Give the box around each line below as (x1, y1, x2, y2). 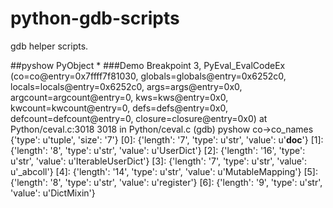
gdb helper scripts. (10, 40, 89, 52)
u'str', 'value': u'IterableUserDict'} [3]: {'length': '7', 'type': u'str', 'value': (10, 155, 307, 167)
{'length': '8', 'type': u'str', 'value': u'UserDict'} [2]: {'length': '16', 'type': (10, 144, 306, 156)
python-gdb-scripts (10, 7, 180, 30)
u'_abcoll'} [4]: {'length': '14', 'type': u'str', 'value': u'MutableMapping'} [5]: (10, 165, 318, 177)
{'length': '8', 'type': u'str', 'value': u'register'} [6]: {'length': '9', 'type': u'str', (10, 176, 323, 188)
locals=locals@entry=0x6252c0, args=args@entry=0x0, (10, 80, 243, 92)
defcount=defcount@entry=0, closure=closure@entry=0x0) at (10, 112, 268, 124)
